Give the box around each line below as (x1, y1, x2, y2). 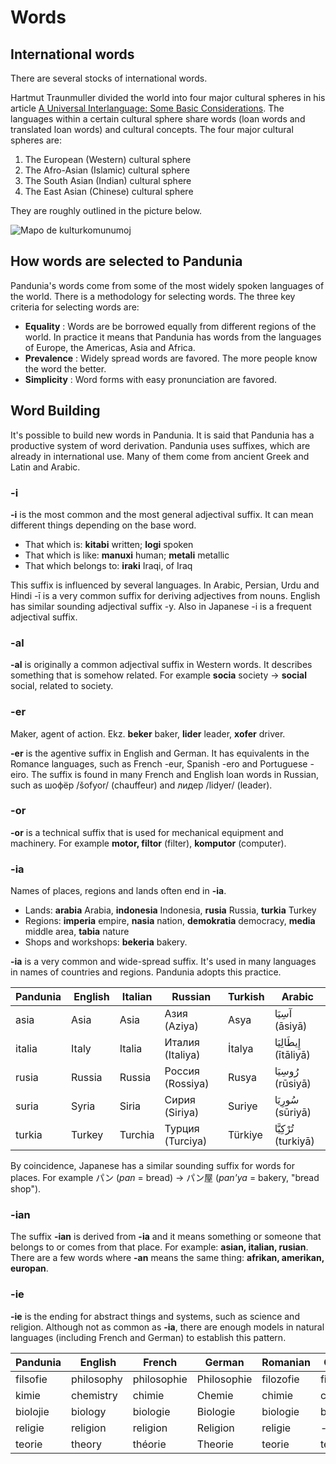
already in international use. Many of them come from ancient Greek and (10, 450, 310, 462)
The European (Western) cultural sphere (24, 154, 192, 165)
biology (71, 1404, 107, 1418)
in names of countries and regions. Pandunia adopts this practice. (10, 966, 282, 978)
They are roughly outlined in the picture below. (10, 205, 203, 216)
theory (71, 1437, 102, 1451)
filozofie (261, 1372, 300, 1386)
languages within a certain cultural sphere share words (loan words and (10, 113, 306, 125)
